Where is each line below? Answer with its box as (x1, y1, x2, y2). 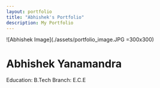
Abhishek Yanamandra (6, 57, 122, 70)
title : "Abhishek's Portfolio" (6, 14, 84, 20)
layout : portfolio (6, 8, 52, 15)
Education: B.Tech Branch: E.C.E (6, 77, 86, 84)
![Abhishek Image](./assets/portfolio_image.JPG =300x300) (6, 36, 155, 43)
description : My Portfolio (6, 20, 74, 26)
